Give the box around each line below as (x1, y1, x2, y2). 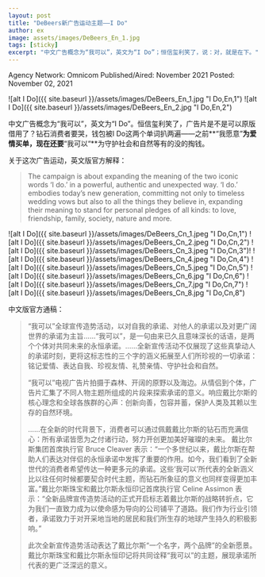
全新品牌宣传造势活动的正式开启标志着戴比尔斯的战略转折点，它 (44, 494, 254, 503)
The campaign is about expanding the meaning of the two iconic (27, 171, 239, 181)
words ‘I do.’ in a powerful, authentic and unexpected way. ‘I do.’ (27, 180, 238, 189)
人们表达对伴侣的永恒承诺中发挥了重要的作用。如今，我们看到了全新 (34, 454, 258, 464)
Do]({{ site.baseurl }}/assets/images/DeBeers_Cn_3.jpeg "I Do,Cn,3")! (24, 246, 252, 255)
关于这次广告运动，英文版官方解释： (8, 156, 127, 165)
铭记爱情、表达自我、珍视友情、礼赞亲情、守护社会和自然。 (27, 361, 223, 370)
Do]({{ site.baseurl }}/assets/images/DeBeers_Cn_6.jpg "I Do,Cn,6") (24, 271, 246, 280)
